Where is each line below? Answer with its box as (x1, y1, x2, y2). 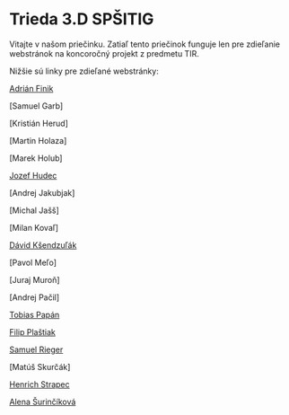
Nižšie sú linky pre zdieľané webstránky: (9, 66, 159, 76)
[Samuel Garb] (9, 100, 64, 111)
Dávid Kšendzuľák (9, 239, 77, 251)
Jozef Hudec (9, 170, 57, 181)
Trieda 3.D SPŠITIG (9, 9, 154, 30)
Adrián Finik (9, 83, 54, 93)
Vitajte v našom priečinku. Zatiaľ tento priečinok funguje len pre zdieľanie (9, 39, 281, 49)
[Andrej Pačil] (9, 292, 60, 303)
